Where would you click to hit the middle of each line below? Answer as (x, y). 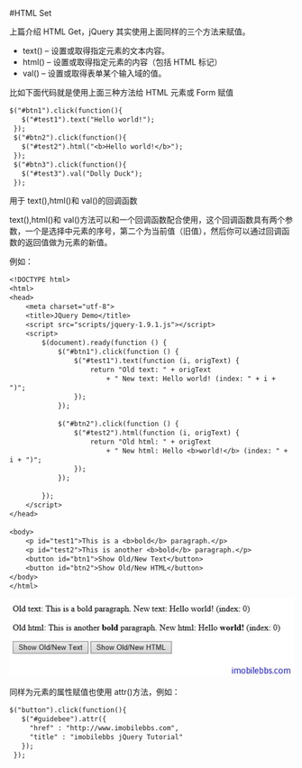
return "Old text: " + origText (151, 370)
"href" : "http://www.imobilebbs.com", (104, 728)
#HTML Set (31, 13)
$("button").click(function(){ (68, 710)
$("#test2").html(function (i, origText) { (157, 433)
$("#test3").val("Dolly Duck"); (82, 174)
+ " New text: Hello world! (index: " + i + (191, 379)
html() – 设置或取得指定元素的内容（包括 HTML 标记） (122, 62)
